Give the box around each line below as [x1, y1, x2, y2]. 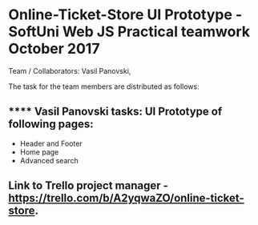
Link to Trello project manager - [8, 179, 168, 193]
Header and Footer [19, 139, 83, 148]
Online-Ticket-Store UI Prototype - [8, 6, 243, 24]
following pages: [8, 118, 94, 131]
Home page [19, 147, 59, 157]
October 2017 [8, 40, 100, 58]
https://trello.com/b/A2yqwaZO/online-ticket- [8, 191, 244, 205]
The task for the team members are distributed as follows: [8, 82, 200, 91]
